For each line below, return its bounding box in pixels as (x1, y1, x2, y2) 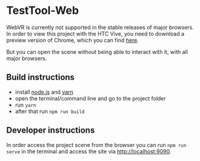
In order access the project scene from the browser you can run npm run (6, 141, 187, 148)
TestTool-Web (6, 4, 79, 18)
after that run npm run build (15, 107, 85, 115)
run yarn (15, 101, 36, 108)
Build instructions (6, 72, 75, 82)
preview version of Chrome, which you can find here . (6, 36, 139, 44)
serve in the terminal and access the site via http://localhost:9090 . (6, 148, 172, 155)
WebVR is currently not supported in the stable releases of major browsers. (6, 24, 194, 31)
